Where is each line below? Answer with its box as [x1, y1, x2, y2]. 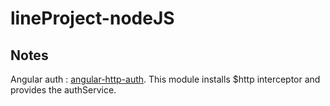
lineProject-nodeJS [10, 7, 175, 30]
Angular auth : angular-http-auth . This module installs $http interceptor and [10, 73, 321, 85]
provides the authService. [10, 84, 117, 96]
